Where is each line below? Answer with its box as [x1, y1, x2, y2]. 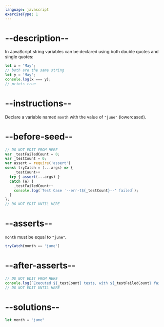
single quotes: [5, 54, 34, 60]
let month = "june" [5, 318, 45, 323]
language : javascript [5, 7, 49, 12]
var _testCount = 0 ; [5, 156, 47, 161]
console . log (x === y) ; [5, 77, 51, 82]
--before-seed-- [5, 131, 73, 142]
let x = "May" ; [5, 63, 36, 68]
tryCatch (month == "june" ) [5, 244, 60, 249]
